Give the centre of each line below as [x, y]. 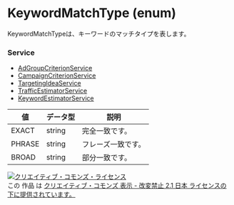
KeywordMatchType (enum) [92, 13]
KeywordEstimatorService [56, 98]
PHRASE [25, 144]
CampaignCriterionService [57, 75]
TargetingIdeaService [49, 83]
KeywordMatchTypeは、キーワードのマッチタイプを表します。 [99, 33]
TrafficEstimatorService [52, 91]
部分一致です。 [107, 158]
